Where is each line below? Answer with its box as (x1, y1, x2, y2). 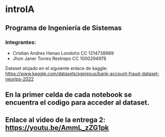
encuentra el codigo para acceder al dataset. (5, 98, 150, 107)
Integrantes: (5, 39, 36, 46)
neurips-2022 (5, 76, 34, 82)
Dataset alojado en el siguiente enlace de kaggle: (5, 65, 108, 71)
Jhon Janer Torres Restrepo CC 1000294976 (12, 55, 107, 61)
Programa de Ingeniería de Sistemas (5, 24, 122, 32)
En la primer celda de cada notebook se (5, 91, 132, 99)
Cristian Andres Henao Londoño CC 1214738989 (12, 50, 114, 56)
